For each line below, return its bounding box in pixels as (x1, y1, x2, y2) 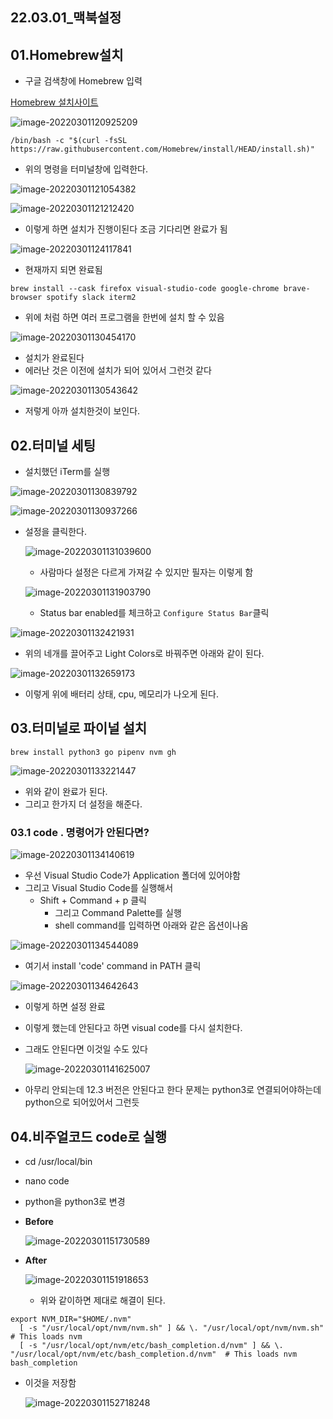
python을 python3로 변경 (24, 1195, 126, 1207)
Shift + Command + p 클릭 (39, 894, 147, 907)
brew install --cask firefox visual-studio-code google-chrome (10, 284, 280, 294)
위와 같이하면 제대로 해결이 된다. (39, 1294, 166, 1306)
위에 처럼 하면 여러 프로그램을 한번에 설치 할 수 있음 (24, 311, 225, 323)
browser (10, 293, 43, 303)
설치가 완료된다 (24, 352, 85, 364)
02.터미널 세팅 (10, 437, 96, 454)
